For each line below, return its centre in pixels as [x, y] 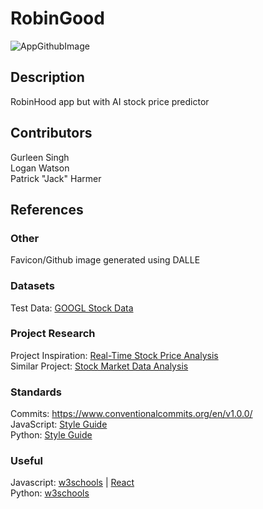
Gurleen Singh [40, 157]
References [47, 209]
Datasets [32, 286]
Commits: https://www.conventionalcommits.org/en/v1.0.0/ [131, 414]
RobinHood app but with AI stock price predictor [110, 101]
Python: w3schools [50, 493]
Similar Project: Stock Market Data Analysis [99, 366]
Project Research [53, 334]
